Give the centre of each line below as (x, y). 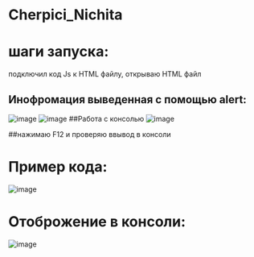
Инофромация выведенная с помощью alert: (127, 99)
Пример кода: (58, 167)
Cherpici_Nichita (66, 15)
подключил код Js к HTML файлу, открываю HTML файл (105, 74)
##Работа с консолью (107, 118)
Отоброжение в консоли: (97, 222)
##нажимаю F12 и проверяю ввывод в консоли (90, 134)
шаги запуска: (59, 52)
